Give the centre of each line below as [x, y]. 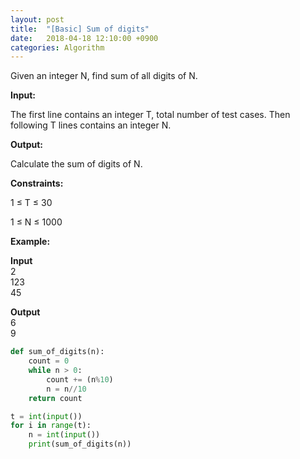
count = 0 [49, 361]
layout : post [37, 19]
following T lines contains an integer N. [91, 125]
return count [55, 398]
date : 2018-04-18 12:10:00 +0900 [84, 38]
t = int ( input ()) [46, 416]
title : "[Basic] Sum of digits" [80, 29]
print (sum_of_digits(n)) [80, 444]
